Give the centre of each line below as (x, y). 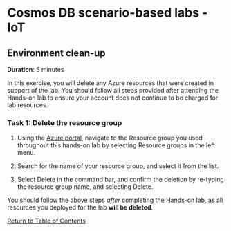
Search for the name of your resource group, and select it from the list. (118, 166)
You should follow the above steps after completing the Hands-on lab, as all (115, 200)
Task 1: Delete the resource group (65, 122)
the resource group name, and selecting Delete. (85, 187)
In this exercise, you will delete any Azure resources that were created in (111, 83)
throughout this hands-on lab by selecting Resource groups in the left (116, 145)
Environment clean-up (56, 53)
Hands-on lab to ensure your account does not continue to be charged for (113, 98)
